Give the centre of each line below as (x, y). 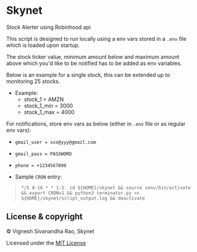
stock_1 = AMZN (44, 99)
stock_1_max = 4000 (49, 112)
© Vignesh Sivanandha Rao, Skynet (50, 231)
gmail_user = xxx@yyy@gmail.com (55, 142)
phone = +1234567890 (41, 165)
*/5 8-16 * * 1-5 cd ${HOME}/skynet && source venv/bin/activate (106, 188)
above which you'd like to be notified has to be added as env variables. (94, 63)
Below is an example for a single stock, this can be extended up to (88, 75)
